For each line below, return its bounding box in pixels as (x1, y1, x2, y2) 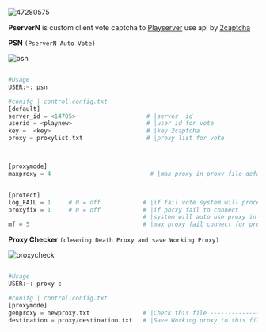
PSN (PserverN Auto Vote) (8, 38, 97, 48)
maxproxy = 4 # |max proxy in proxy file (8, 170, 243, 177)
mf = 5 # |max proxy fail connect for (8, 220, 246, 229)
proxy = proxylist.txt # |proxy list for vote (8, 135, 225, 143)
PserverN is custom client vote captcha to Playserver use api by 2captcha (8, 23, 251, 32)
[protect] (8, 191, 41, 199)
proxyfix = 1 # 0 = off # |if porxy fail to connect (8, 206, 239, 214)
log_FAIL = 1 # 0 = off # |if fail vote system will (8, 198, 239, 206)
